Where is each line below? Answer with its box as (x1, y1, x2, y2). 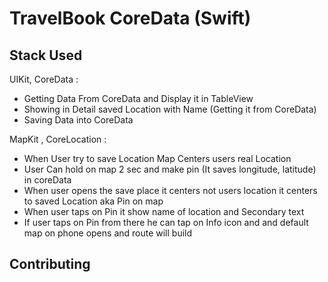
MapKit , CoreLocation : (9, 133, 107, 145)
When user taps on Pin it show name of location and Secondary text (23, 206, 305, 217)
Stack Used (9, 47, 83, 64)
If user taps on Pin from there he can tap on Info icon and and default (23, 217, 309, 228)
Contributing (9, 256, 91, 273)
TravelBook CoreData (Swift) (9, 7, 252, 30)
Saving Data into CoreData (23, 114, 134, 126)
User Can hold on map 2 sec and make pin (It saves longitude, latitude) (23, 163, 317, 175)
